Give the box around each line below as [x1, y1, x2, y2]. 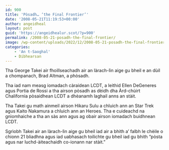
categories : [5, 44, 30, 49]
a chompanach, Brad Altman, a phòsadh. [5, 73, 90, 79]
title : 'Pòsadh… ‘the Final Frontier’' [5, 12, 89, 17]
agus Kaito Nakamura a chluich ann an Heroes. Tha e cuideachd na [5, 108, 145, 114]
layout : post [5, 26, 33, 31]
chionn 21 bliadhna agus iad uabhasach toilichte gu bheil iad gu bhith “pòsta [5, 133, 162, 140]
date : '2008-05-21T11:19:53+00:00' [5, 16, 80, 21]
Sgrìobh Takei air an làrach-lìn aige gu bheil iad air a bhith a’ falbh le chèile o [5, 128, 163, 134]
